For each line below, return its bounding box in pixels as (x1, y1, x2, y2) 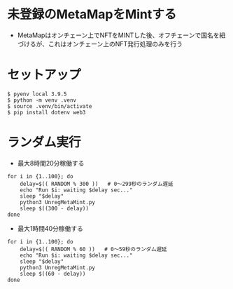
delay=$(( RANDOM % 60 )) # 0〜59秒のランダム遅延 (20, 246, 167, 253)
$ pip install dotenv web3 (7, 109, 86, 116)
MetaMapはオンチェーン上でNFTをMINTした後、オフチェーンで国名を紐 (17, 31, 226, 39)
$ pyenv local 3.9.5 (7, 90, 68, 98)
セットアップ (7, 67, 82, 83)
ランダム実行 (7, 135, 82, 151)
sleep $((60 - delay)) (20, 270, 86, 277)
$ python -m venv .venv (7, 96, 77, 104)
